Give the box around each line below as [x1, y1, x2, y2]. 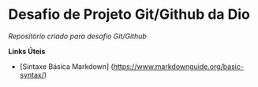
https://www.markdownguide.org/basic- [113, 61, 245, 71]
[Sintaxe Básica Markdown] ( [19, 61, 114, 71]
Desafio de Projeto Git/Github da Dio [8, 5, 250, 24]
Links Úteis [8, 46, 46, 56]
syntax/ [19, 70, 45, 79]
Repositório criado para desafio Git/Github [8, 31, 148, 41]
